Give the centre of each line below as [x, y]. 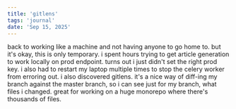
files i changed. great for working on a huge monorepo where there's [108, 91]
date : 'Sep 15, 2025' [39, 27]
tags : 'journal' [31, 20]
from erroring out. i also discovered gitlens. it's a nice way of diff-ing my [112, 77]
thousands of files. [35, 99]
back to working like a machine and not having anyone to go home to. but [114, 47]
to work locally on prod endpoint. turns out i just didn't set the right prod [112, 62]
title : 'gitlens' [33, 14]
